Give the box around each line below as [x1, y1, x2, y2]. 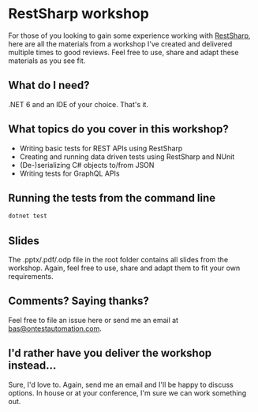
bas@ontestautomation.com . [8, 324, 103, 333]
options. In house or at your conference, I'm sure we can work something [8, 388, 247, 398]
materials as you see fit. [8, 56, 86, 65]
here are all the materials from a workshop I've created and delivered [8, 39, 233, 48]
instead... [8, 359, 57, 373]
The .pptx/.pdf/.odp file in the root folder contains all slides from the [8, 255, 229, 265]
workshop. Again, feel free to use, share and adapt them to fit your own [8, 263, 241, 273]
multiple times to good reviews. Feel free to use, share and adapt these [8, 47, 239, 57]
